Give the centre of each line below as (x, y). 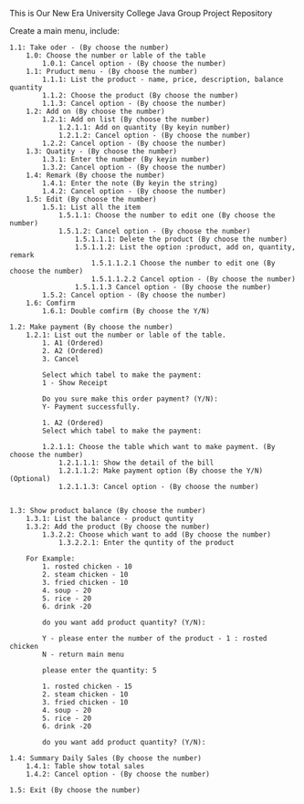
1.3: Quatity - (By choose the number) (102, 151)
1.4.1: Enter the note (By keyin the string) (131, 183)
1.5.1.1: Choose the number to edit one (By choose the (167, 215)
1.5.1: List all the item (92, 207)
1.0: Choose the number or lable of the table (116, 56)
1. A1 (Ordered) (73, 343)
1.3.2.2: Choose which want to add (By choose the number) (157, 535)
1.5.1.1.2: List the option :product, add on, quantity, (185, 247)
